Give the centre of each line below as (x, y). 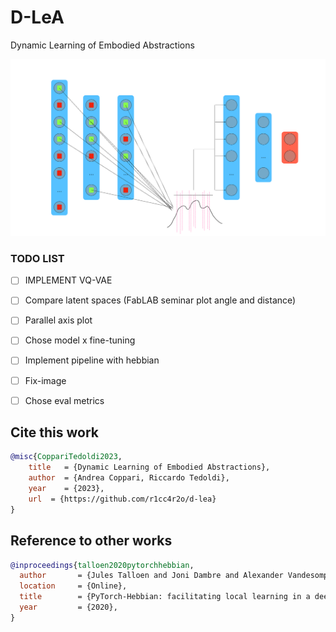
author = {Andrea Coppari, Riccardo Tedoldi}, (129, 478)
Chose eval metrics (64, 400)
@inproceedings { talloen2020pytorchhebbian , (102, 565)
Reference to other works (91, 541)
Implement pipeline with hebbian (92, 360)
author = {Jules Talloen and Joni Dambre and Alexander (151, 576)
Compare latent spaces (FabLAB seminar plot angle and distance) (160, 300)
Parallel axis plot (58, 320)
